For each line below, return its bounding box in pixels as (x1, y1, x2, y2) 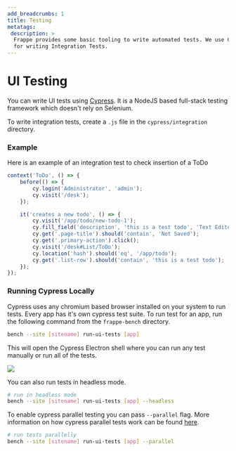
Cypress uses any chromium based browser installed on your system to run (7, 302, 226, 311)
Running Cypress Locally (7, 286, 95, 296)
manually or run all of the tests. (7, 351, 97, 359)
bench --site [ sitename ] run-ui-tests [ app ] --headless (7, 398, 174, 405)
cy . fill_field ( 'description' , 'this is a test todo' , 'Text (32, 224, 212, 231)
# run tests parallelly (7, 431, 77, 439)
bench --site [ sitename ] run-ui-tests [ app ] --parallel (7, 438, 174, 445)
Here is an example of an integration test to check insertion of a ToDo (7, 159, 209, 167)
